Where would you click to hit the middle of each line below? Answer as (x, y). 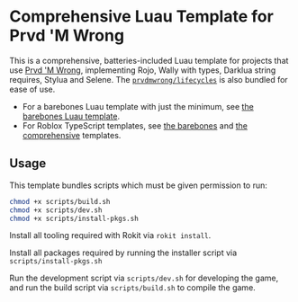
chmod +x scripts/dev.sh (56, 210)
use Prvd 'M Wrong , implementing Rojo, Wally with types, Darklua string (143, 70)
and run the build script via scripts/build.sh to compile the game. (133, 288)
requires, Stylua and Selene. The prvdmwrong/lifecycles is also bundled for (149, 79)
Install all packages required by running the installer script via (123, 253)
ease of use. (32, 89)
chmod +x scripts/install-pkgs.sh (74, 218)
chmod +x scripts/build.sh (60, 201)
